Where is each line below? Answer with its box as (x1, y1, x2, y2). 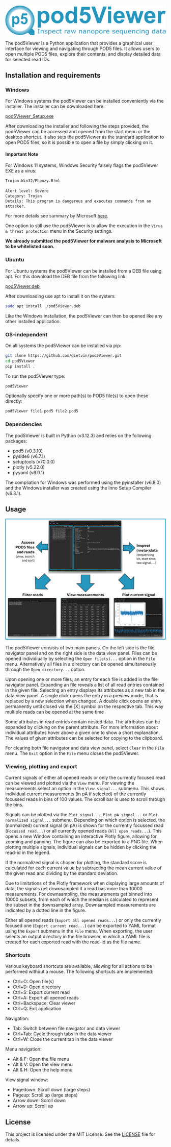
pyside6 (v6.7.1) (12, 453, 45, 459)
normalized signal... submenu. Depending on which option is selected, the (5, 817, 165, 823)
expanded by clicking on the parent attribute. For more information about (5, 724, 158, 730)
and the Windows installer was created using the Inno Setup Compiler (5, 484, 152, 491)
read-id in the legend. (5, 849, 51, 856)
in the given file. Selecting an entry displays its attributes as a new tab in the (5, 687, 165, 693)
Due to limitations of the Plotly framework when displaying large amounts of (5, 880, 164, 886)
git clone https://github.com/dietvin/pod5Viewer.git (5, 353, 122, 358)
